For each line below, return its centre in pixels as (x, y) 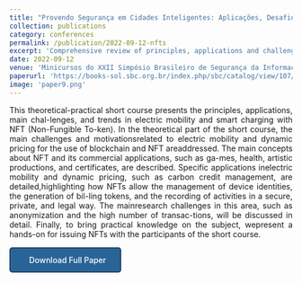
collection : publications (58, 26)
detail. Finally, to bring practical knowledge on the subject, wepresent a (151, 225)
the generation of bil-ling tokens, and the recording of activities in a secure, (151, 196)
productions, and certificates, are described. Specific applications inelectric (151, 167)
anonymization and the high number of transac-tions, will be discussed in (151, 215)
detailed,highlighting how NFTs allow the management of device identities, (151, 186)
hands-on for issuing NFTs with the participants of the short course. (135, 234)
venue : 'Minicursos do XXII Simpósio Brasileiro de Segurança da (134, 68)
